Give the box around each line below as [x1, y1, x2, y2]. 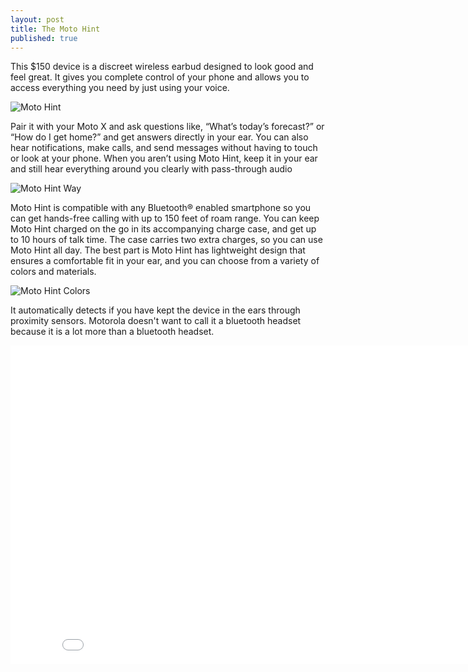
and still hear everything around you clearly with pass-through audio [10, 163, 293, 175]
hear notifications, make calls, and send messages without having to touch [10, 142, 318, 154]
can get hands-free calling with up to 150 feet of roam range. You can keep [10, 212, 320, 225]
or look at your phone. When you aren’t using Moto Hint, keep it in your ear [10, 152, 318, 165]
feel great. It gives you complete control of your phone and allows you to [10, 71, 310, 83]
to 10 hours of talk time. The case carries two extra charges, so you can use [10, 234, 323, 246]
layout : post [10, 14, 65, 25]
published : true [10, 33, 78, 43]
